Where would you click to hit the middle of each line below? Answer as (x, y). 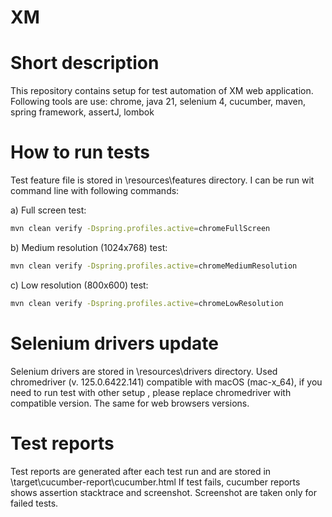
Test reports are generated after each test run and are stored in (141, 471)
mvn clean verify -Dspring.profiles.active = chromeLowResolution (147, 303)
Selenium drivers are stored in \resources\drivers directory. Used (144, 371)
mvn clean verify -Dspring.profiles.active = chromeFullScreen (140, 229)
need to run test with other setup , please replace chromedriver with (151, 392)
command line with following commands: (95, 191)
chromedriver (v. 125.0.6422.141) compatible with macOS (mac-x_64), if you (166, 382)
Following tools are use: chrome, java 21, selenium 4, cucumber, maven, (158, 102)
